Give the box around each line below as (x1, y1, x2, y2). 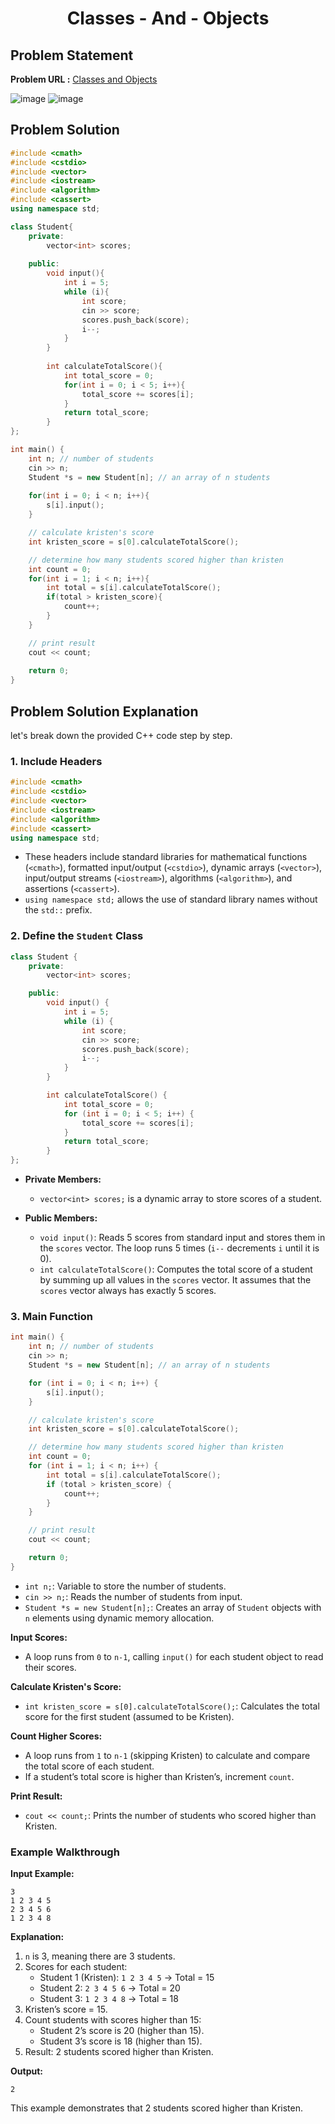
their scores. (24, 1661, 77, 1673)
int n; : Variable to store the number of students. (24, 1580, 227, 1592)
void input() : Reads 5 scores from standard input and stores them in (39, 1232, 326, 1244)
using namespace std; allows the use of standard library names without (24, 893, 318, 906)
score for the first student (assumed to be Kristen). (24, 1710, 235, 1722)
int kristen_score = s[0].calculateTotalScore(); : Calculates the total (24, 1700, 320, 1712)
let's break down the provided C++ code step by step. (10, 730, 233, 741)
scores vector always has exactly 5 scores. (39, 1285, 217, 1297)
